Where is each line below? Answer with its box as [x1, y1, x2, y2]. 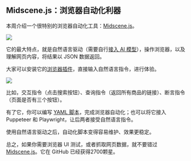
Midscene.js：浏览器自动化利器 [6, 5, 121, 16]
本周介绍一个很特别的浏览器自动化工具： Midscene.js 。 [6, 22, 138, 29]
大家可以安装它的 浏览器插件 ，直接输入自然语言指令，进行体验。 [6, 65, 159, 72]
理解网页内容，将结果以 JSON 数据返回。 [6, 53, 105, 60]
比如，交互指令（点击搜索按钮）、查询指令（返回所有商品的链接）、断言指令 [6, 88, 185, 95]
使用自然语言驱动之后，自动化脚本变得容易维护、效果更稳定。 [6, 128, 155, 135]
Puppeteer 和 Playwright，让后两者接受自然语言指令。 [6, 116, 136, 123]
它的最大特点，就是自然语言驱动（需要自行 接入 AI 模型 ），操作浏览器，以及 [6, 46, 186, 53]
